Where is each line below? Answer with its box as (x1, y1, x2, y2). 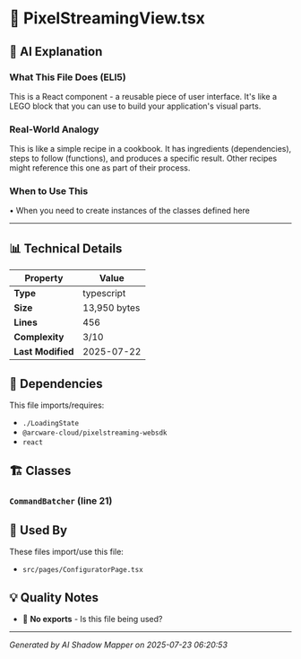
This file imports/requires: (9, 400, 105, 411)
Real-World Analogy (9, 123, 99, 136)
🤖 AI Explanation (9, 44, 103, 59)
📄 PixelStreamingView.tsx (9, 8, 206, 29)
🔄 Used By (9, 523, 68, 538)
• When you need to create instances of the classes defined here (9, 206, 251, 216)
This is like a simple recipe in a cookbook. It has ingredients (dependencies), (9, 144, 292, 154)
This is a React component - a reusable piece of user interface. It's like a (9, 91, 278, 101)
